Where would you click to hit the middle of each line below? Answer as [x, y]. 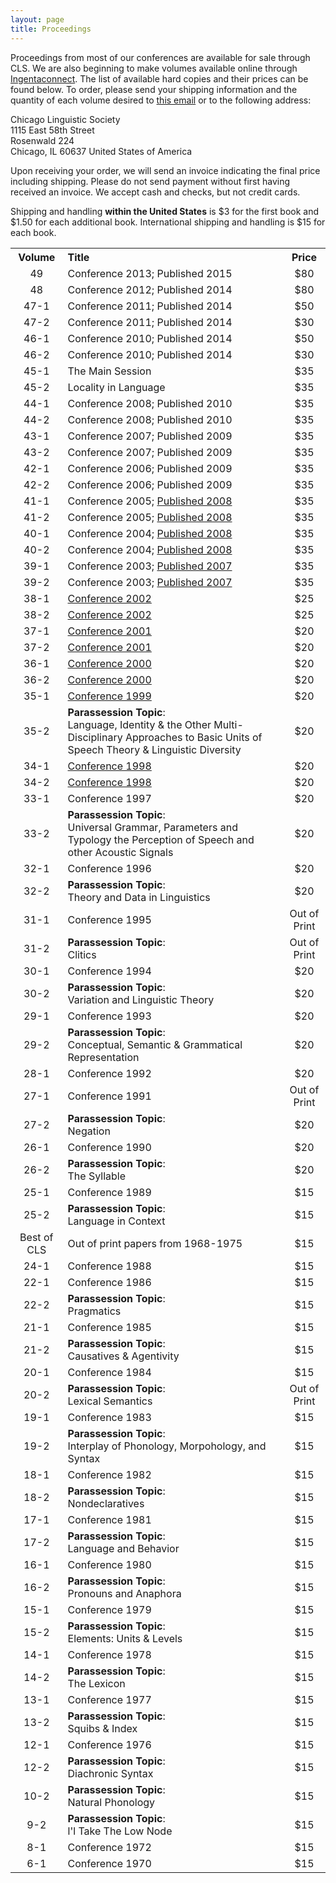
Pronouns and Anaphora [124, 1593]
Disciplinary [95, 737]
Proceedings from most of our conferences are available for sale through [160, 57]
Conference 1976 [109, 1744]
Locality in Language [116, 387]
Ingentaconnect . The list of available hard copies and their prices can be [159, 78]
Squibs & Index [102, 1728]
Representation [103, 1057]
